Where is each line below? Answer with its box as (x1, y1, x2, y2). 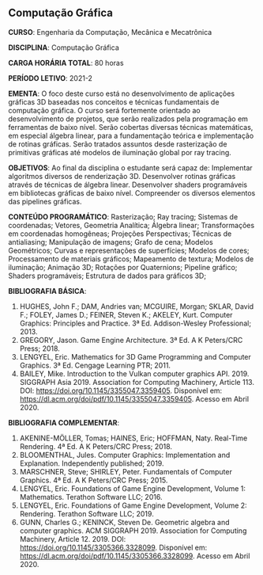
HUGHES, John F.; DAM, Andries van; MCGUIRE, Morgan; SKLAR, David (19, 301, 254, 311)
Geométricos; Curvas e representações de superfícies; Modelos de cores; (8, 246, 250, 255)
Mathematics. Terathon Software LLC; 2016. (19, 492, 163, 501)
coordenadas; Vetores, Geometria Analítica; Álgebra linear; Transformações (8, 220, 255, 230)
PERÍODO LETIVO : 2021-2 (8, 73, 93, 82)
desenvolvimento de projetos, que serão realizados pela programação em (8, 114, 249, 124)
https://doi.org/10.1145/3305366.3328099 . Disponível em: (19, 543, 208, 552)
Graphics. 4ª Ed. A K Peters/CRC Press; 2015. (19, 475, 168, 485)
